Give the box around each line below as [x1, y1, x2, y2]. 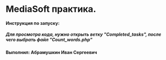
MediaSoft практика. [6, 3, 97, 15]
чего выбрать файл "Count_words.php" [6, 37, 93, 43]
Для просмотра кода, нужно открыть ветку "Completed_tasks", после [6, 31, 161, 38]
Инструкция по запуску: [6, 20, 60, 26]
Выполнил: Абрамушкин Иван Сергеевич [6, 49, 97, 55]
